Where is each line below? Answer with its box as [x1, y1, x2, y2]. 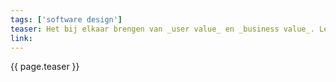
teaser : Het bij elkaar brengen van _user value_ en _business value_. [10, 24, 315, 34]
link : [10, 33, 33, 43]
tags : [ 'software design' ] [10, 14, 123, 25]
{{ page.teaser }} [10, 61, 80, 73]
